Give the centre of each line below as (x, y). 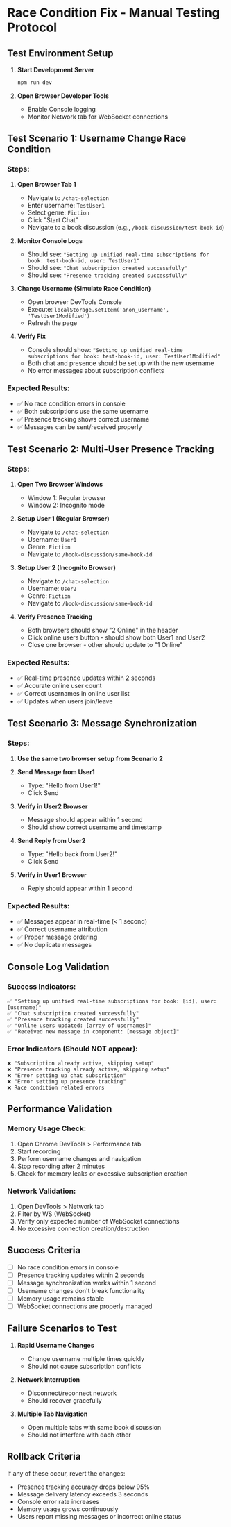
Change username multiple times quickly (86, 1358)
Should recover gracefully (65, 1400)
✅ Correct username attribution (62, 929)
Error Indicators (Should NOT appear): (72, 1049)
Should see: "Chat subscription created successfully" (108, 267)
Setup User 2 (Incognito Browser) (66, 567)
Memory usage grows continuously (68, 1509)
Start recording (39, 1151)
